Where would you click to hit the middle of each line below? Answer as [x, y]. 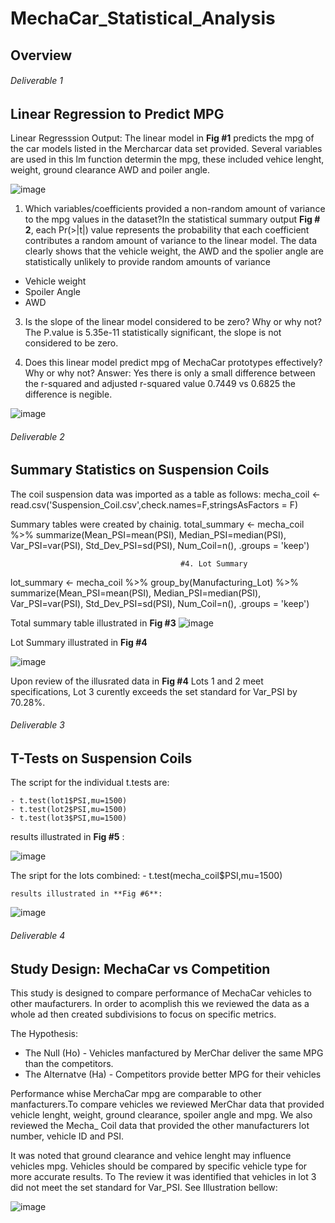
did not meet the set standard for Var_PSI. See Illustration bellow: [144, 1188]
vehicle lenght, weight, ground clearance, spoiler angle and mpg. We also [161, 1115]
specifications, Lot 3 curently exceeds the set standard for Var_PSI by [154, 691]
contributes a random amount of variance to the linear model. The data [171, 241]
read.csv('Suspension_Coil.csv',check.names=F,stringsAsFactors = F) [154, 504]
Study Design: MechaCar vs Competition [140, 968]
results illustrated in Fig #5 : [67, 837]
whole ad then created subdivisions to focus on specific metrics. [143, 1014]
